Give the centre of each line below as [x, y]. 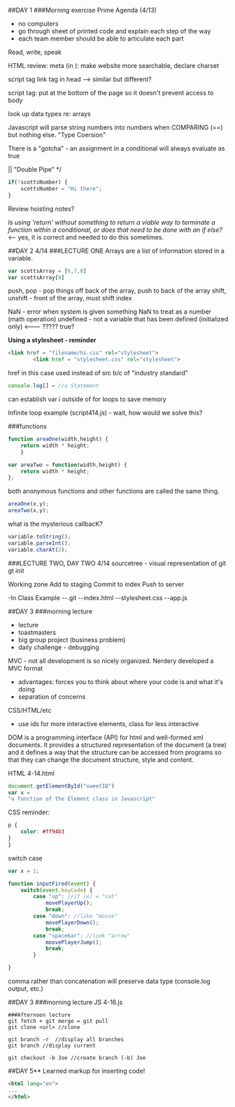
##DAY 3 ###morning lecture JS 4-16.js [65, 1002]
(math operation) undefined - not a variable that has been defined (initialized [118, 319]
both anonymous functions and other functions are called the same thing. [114, 491]
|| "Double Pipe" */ [35, 169]
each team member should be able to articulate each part [101, 39]
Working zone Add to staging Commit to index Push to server [96, 584]
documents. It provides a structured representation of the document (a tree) [117, 744]
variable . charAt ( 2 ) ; [38, 550]
